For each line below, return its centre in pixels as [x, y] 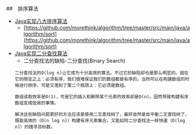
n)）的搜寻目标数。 [35, 127]
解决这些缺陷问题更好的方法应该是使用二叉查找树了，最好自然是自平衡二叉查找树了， [102, 114]
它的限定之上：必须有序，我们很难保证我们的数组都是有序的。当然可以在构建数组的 [100, 79]
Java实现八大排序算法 [41, 21]
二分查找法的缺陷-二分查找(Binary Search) [74, 61]
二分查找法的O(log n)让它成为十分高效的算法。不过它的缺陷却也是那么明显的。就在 [102, 73]
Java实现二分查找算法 [41, 53]
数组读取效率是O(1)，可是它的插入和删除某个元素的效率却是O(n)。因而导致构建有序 [102, 97]
